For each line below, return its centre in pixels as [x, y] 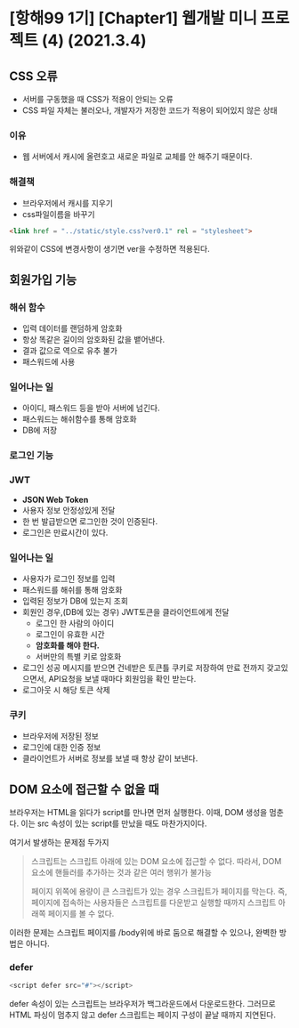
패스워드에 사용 [48, 362]
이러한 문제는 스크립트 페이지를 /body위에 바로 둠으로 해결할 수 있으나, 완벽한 [143, 933]
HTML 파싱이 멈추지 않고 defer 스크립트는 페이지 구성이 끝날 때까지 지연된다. [142, 1015]
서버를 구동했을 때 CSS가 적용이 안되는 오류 [97, 99]
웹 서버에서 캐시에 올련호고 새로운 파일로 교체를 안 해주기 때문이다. [137, 157]
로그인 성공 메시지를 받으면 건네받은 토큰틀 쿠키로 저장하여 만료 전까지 [143, 668]
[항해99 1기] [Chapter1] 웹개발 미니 [133, 18]
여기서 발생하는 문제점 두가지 [59, 843]
